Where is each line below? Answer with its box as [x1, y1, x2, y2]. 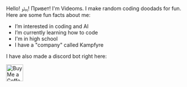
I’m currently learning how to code [14, 29, 98, 36]
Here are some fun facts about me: [6, 12, 91, 18]
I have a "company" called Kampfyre [14, 41, 104, 48]
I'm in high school [14, 35, 58, 42]
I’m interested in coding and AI [14, 23, 89, 30]
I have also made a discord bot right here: [6, 53, 107, 60]
